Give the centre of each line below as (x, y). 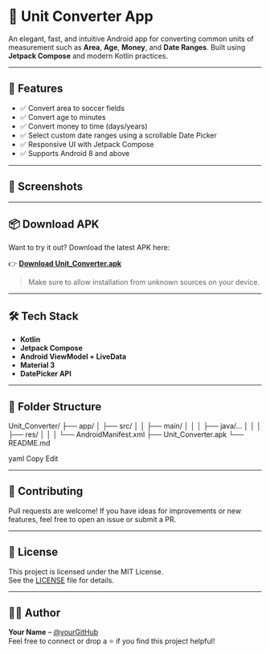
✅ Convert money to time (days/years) (84, 126)
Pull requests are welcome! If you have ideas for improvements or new (125, 511)
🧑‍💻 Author (35, 613)
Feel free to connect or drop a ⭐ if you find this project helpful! (112, 641)
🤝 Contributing (46, 491)
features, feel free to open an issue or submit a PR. (92, 519)
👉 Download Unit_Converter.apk (65, 264)
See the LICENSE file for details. (61, 580)
